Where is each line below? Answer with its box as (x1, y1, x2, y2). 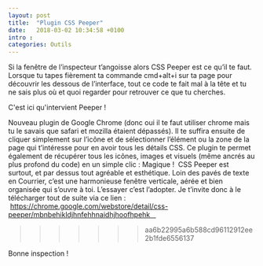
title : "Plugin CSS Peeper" (8, 19, 104, 27)
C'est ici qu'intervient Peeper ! (8, 103, 107, 113)
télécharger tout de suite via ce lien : (8, 194, 126, 203)
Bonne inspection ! (8, 249, 69, 258)
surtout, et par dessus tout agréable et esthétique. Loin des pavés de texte (8, 168, 250, 178)
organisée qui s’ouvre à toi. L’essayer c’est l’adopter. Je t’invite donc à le (8, 185, 242, 194)
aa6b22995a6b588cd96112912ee (144, 225, 254, 235)
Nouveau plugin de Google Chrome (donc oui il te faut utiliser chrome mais (8, 118, 250, 127)
